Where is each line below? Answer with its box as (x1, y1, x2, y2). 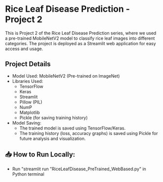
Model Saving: (12, 120, 42, 126)
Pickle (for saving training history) (19, 114, 88, 121)
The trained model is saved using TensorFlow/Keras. (19, 125, 126, 131)
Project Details (5, 60, 51, 68)
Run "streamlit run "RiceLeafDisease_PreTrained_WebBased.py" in (12, 166, 146, 172)
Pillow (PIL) (19, 99, 43, 105)
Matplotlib (19, 109, 40, 115)
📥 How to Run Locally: (5, 151, 75, 159)
